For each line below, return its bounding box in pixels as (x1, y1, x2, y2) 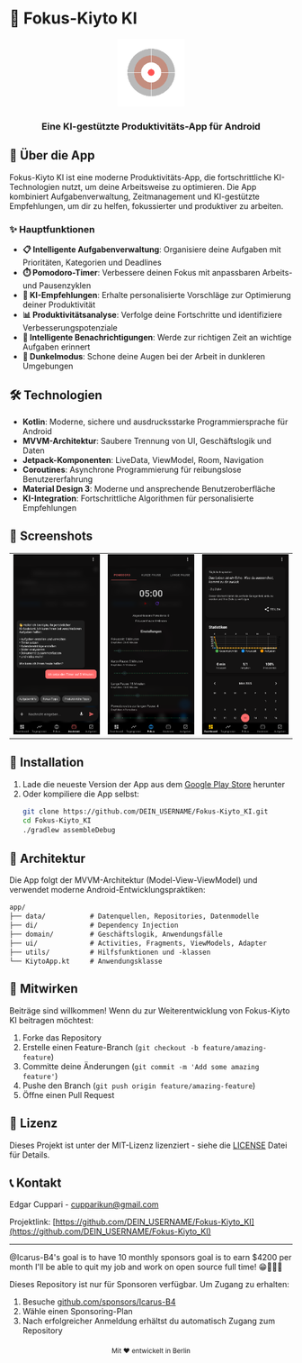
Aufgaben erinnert (22, 341, 91, 352)
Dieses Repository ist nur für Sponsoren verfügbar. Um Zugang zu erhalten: (9, 1279, 289, 1290)
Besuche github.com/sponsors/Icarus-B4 (22, 1296, 177, 1307)
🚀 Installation (9, 755, 84, 770)
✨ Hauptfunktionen (9, 223, 95, 235)
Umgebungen (22, 360, 74, 371)
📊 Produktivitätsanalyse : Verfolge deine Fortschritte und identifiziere (22, 309, 283, 320)
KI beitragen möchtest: (9, 1014, 94, 1025)
